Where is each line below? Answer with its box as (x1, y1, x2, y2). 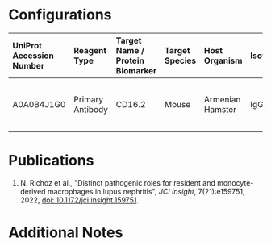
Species (164, 55, 197, 66)
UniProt (12, 40, 43, 51)
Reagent (73, 44, 107, 56)
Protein (115, 55, 145, 66)
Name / (115, 44, 145, 56)
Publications (8, 152, 94, 170)
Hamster (204, 103, 236, 115)
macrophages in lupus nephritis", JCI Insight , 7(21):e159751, (47, 186, 245, 196)
